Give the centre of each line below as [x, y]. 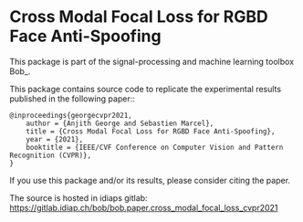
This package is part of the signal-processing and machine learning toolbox [152, 61]
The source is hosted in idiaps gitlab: [78, 197]
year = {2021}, [55, 139]
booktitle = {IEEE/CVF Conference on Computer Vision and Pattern [155, 147]
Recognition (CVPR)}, [51, 155]
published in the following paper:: [72, 99]
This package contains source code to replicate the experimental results [145, 89]
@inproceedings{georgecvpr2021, [71, 115]
